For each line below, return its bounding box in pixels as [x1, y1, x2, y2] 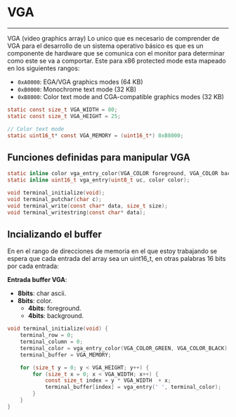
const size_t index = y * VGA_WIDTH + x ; [44, 377, 171, 384]
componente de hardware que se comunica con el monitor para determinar [7, 49, 225, 57]
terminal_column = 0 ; [20, 338, 83, 345]
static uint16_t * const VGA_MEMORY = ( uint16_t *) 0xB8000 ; [7, 131, 184, 139]
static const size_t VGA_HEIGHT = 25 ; [7, 113, 121, 120]
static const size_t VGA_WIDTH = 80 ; [7, 106, 118, 113]
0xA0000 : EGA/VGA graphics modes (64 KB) [17, 77, 143, 86]
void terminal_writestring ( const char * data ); [7, 209, 146, 216]
